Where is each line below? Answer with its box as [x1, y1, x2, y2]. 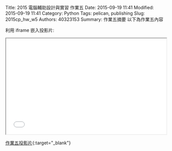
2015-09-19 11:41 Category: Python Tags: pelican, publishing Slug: [5, 10, 145, 16]
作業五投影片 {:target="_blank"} [5, 140, 71, 146]
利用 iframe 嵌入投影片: [5, 27, 55, 33]
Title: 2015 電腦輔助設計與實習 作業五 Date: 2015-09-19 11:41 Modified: [5, 5, 154, 10]
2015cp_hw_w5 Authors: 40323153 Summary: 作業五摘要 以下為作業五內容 [5, 16, 163, 22]
